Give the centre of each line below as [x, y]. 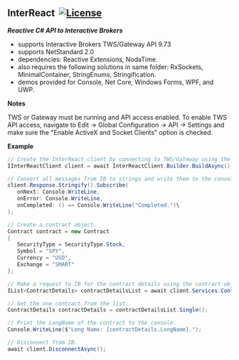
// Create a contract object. [52, 225]
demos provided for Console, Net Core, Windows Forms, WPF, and [116, 82]
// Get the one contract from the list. [68, 304]
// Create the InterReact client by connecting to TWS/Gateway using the [119, 159]
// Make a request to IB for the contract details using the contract [114, 284]
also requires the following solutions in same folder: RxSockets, [111, 67]
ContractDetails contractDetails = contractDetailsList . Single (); [108, 310]
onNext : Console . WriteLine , [58, 192]
